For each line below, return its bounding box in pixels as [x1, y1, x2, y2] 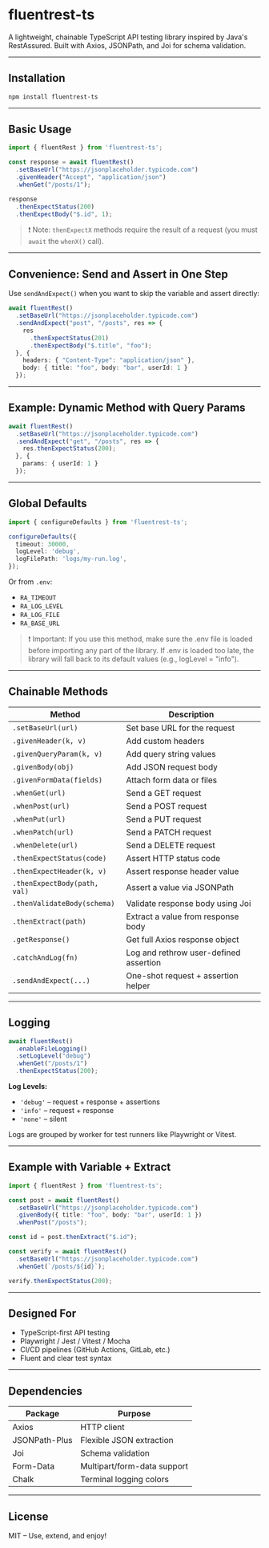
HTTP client [79, 1422, 125, 1433]
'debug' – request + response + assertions [19, 1097, 160, 1107]
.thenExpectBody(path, [12, 879, 98, 888]
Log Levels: [8, 1082, 48, 1091]
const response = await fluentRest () [8, 158, 134, 166]
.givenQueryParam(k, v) [12, 749, 103, 758]
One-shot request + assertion [126, 969, 239, 981]
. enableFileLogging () [15, 1045, 88, 1053]
